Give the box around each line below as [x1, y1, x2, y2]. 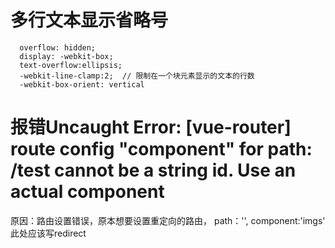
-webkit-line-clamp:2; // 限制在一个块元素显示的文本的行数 [19, 71, 255, 81]
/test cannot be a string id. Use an [10, 159, 297, 182]
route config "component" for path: [10, 138, 313, 161]
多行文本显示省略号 [10, 9, 169, 32]
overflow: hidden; [19, 42, 97, 53]
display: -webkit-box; [19, 51, 114, 61]
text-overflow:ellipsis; [19, 60, 123, 70]
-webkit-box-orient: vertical [19, 79, 145, 90]
